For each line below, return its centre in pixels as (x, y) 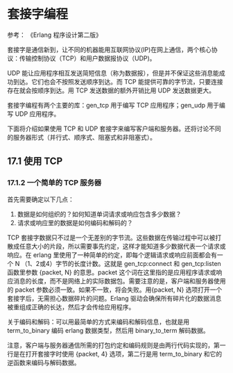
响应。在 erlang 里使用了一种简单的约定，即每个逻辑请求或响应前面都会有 (112, 255)
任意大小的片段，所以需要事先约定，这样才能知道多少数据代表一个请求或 (122, 246)
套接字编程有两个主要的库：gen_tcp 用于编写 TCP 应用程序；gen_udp (106, 105)
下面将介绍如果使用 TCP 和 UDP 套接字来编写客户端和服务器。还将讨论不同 (114, 129)
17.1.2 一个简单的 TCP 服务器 (54, 183)
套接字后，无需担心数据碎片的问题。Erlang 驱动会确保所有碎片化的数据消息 (114, 298)
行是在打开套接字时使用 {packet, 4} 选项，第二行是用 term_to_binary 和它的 (115, 354)
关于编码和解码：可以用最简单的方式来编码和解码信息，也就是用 (98, 322)
